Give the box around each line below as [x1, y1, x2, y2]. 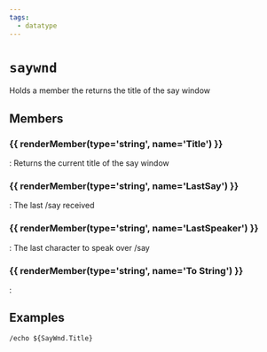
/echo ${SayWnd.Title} [9, 333, 93, 342]
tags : [9, 12, 29, 22]
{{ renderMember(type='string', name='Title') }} [9, 137, 224, 150]
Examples [9, 310, 65, 325]
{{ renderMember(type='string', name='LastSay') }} [9, 180, 240, 192]
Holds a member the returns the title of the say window [9, 85, 211, 96]
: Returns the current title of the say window [9, 158, 170, 168]
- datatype [17, 21, 58, 30]
